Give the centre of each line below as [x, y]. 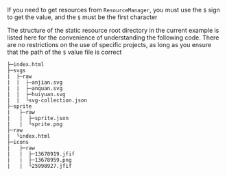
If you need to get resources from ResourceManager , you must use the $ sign [114, 10]
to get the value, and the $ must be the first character [82, 17]
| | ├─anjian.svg [35, 83]
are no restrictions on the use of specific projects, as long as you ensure [109, 45]
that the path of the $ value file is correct [64, 52]
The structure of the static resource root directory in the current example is [113, 30]
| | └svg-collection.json [47, 100]
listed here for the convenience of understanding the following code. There [113, 38]
